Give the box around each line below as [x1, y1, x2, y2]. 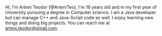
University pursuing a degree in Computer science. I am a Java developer [5, 9, 157, 15]
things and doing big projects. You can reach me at [5, 20, 110, 26]
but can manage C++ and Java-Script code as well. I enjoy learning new [5, 15, 154, 20]
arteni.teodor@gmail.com [5, 25, 57, 31]
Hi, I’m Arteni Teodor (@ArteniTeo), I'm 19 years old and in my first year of [5, 4, 157, 10]
